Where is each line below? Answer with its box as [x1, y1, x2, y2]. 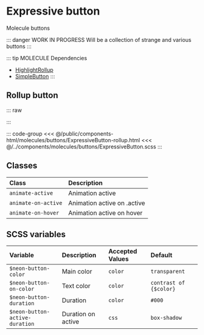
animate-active [9, 190, 53, 196]
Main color [61, 268, 92, 276]
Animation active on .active [68, 199, 146, 207]
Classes [6, 161, 38, 171]
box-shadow [151, 314, 182, 322]
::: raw [6, 106, 22, 114]
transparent [151, 268, 185, 275]
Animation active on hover [68, 209, 143, 217]
